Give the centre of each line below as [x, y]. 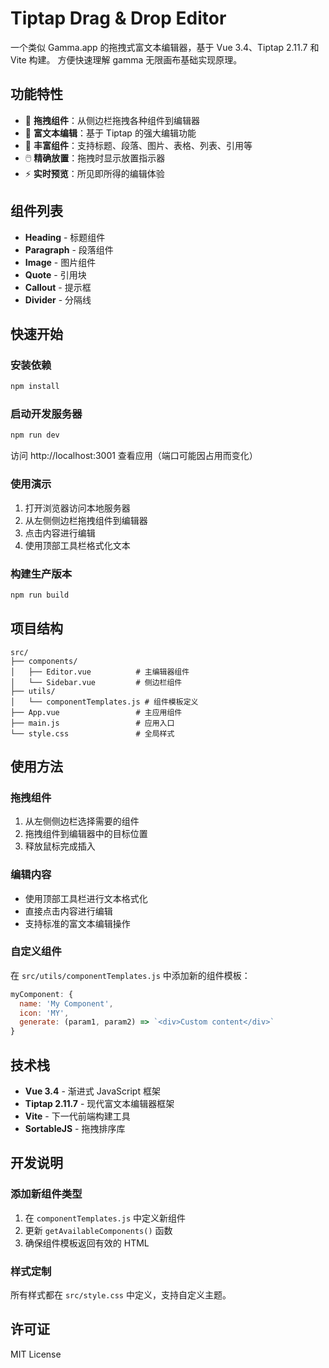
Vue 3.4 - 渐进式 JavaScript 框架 [92, 1091]
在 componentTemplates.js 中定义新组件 [105, 1218]
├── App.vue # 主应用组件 [96, 712]
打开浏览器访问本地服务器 [77, 508]
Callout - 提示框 [58, 287]
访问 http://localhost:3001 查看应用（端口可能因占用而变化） [134, 456]
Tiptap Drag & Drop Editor [118, 18]
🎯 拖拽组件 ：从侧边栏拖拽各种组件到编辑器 [112, 120]
